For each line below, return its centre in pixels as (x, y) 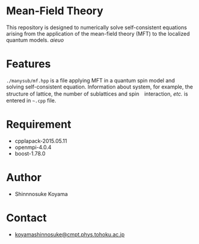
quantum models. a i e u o (35, 40)
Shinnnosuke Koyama (41, 194)
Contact (26, 218)
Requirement (39, 124)
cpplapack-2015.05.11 (41, 141)
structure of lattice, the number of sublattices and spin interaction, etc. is (97, 94)
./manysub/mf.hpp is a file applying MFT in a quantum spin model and (91, 80)
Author (24, 178)
